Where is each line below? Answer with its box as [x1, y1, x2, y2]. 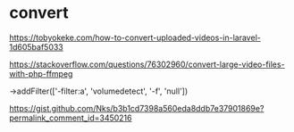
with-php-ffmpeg [9, 68, 73, 78]
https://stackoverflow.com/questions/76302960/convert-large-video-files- [9, 59, 285, 70]
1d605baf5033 [9, 41, 64, 52]
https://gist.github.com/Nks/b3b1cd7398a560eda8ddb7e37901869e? [9, 103, 265, 113]
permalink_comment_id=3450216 [9, 112, 132, 123]
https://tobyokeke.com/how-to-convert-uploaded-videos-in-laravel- [9, 32, 261, 43]
